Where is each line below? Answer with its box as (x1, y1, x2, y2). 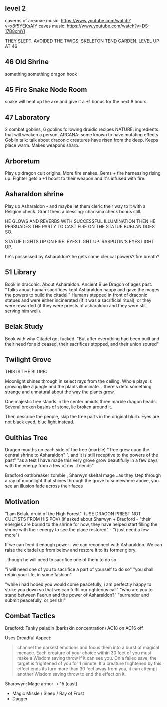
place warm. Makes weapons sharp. (5, 142, 80, 148)
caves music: (38, 23, 66, 29)
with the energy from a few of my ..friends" (5, 463, 94, 469)
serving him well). (5, 308, 42, 314)
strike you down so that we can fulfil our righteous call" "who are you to (5, 586, 153, 592)
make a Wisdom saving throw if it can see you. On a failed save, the (17, 655, 157, 661)
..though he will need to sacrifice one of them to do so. (5, 556, 118, 562)
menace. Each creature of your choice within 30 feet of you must (17, 650, 151, 656)
